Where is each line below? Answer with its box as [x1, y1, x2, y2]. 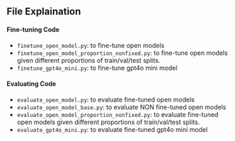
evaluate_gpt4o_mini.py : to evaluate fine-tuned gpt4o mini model [16, 125, 208, 133]
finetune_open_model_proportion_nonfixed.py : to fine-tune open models [16, 49, 228, 57]
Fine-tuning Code [6, 25, 59, 34]
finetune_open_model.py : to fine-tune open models [16, 41, 165, 49]
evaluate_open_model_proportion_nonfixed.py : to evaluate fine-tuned [16, 110, 219, 118]
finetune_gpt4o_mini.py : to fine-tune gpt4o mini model [16, 63, 178, 72]
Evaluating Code [6, 80, 57, 88]
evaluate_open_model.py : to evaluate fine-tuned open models [16, 95, 195, 104]
